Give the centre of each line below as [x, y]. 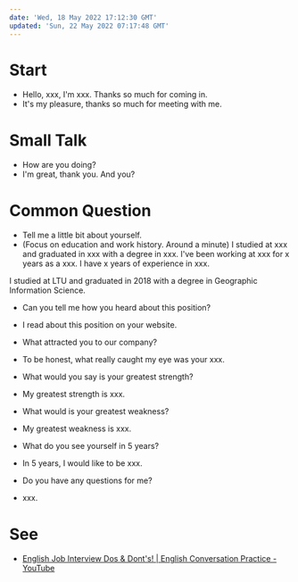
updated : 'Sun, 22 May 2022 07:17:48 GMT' [89, 26]
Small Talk [48, 140]
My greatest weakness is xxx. [77, 428]
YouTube [38, 569]
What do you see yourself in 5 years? [91, 446]
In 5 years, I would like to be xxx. [82, 463]
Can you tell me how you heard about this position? [116, 308]
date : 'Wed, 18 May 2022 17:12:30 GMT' [83, 17]
